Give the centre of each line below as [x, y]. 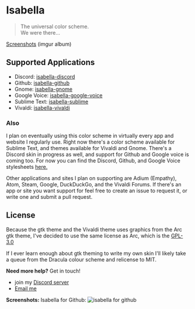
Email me [25, 288]
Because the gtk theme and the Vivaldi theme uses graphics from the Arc [94, 229]
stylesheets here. [27, 167]
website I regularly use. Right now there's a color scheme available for [90, 142]
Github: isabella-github [42, 83]
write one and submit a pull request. [49, 197]
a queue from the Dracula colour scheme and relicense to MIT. [81, 259]
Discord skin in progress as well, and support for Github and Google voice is [97, 154]
